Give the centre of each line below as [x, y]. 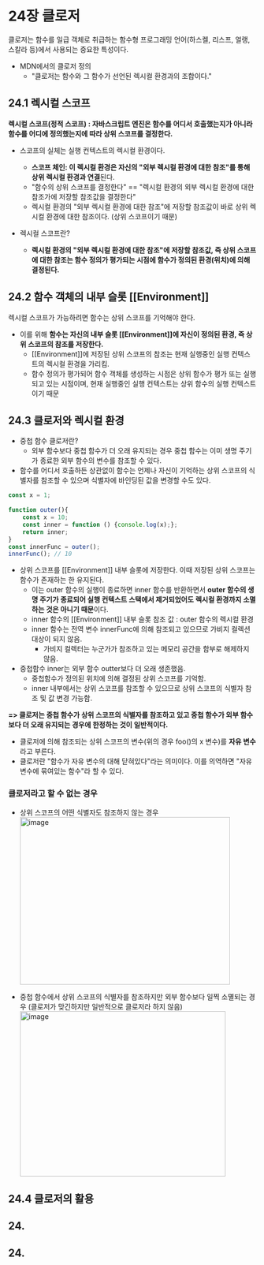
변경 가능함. [74, 698]
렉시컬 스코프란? [45, 233]
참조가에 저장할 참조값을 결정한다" [84, 196]
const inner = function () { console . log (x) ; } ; [100, 524]
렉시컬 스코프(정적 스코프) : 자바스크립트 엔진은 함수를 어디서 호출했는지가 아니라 [130, 124]
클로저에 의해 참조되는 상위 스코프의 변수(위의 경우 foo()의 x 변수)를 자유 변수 [138, 741]
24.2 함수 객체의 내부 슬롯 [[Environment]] [109, 297]
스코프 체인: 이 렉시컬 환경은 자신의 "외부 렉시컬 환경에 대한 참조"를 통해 [141, 167]
